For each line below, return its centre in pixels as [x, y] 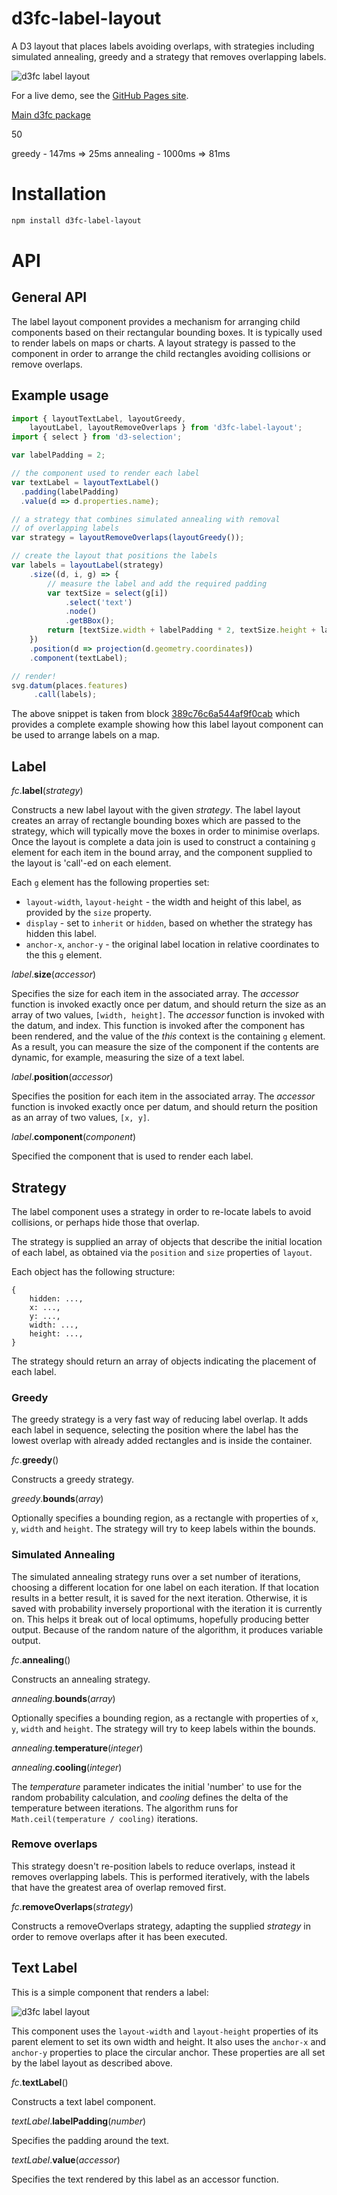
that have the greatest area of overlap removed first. [119, 1887]
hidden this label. [61, 934]
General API [49, 297]
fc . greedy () [35, 1460]
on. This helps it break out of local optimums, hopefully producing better [160, 1619]
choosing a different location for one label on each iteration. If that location [165, 1587]
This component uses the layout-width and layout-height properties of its [165, 2031]
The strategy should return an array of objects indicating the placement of [164, 1361]
